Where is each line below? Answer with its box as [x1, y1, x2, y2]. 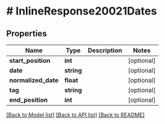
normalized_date [9, 76, 59, 84]
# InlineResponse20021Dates [6, 4, 157, 18]
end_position [9, 96, 48, 104]
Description [87, 47, 123, 54]
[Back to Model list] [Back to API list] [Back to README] [6, 111, 145, 119]
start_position [9, 56, 51, 65]
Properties [6, 28, 47, 39]
